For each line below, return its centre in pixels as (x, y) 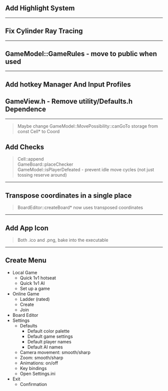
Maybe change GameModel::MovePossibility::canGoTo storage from (88, 126)
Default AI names (45, 347)
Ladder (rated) (35, 299)
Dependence (26, 109)
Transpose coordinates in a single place (68, 195)
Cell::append (30, 159)
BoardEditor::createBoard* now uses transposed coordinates (80, 208)
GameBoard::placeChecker (45, 164)
